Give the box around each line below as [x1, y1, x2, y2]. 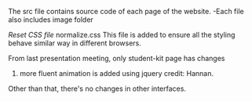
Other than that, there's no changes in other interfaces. [8, 84, 187, 93]
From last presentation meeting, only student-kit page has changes [8, 54, 225, 63]
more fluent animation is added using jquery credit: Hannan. [19, 69, 214, 78]
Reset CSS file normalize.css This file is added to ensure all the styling [8, 31, 236, 39]
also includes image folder [8, 15, 94, 24]
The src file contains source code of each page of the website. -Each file [8, 7, 245, 16]
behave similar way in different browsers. [8, 38, 141, 48]
